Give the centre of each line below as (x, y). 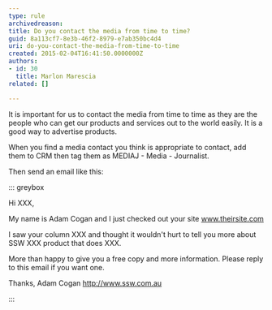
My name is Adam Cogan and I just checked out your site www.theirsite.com (136, 218)
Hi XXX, (22, 203)
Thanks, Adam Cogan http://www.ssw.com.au (85, 283)
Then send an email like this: (56, 171)
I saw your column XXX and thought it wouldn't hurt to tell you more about (132, 234)
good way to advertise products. (63, 131)
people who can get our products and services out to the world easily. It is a (136, 123)
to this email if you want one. (57, 267)
